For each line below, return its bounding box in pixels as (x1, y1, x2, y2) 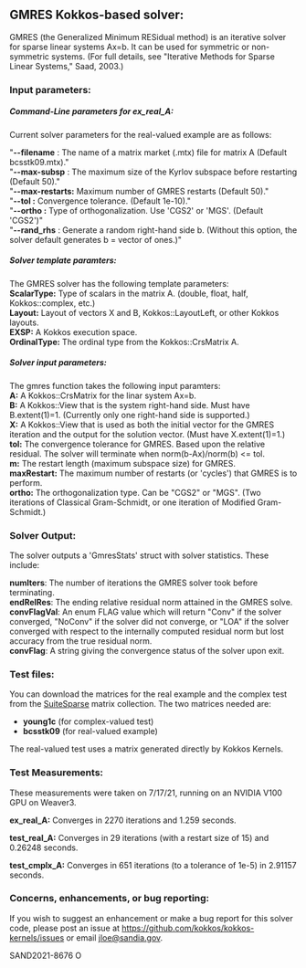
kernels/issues (9, 931, 65, 943)
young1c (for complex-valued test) (22, 716, 154, 727)
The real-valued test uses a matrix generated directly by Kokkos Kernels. (9, 743, 284, 754)
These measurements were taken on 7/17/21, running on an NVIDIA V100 (9, 787, 283, 798)
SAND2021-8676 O (9, 950, 82, 961)
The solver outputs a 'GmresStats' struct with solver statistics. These (9, 550, 269, 561)
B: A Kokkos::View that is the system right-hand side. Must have (9, 399, 250, 410)
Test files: (9, 668, 55, 680)
